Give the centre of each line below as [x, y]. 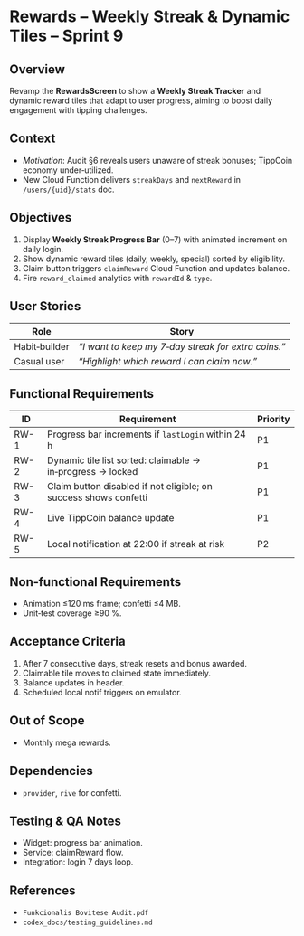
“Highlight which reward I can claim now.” [168, 362]
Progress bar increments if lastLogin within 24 [146, 434]
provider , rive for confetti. [72, 792]
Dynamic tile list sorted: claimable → [123, 460]
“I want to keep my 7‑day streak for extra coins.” [182, 347]
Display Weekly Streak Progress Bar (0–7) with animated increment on [155, 239]
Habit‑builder [42, 347]
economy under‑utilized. [68, 170]
